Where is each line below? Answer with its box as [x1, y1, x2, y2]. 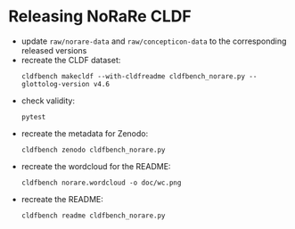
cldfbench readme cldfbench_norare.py [20, 211, 166, 220]
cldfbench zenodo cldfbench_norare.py [20, 145, 166, 154]
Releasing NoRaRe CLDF [8, 6, 193, 27]
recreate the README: [20, 193, 103, 204]
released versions [20, 45, 87, 55]
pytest [20, 112, 46, 121]
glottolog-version [20, 79, 90, 88]
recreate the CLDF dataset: [20, 54, 121, 65]
